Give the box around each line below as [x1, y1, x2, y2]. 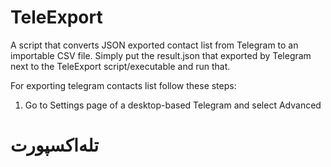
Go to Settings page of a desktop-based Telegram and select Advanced [24, 99, 322, 111]
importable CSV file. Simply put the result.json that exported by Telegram [10, 49, 312, 61]
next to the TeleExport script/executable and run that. [10, 60, 231, 72]
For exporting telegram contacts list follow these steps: [10, 79, 237, 91]
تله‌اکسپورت [10, 134, 99, 157]
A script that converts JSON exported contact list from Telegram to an [10, 39, 299, 51]
